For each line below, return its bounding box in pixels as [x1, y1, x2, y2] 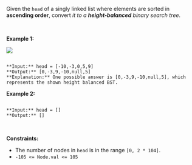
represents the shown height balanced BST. [6, 79, 118, 86]
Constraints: [6, 135, 39, 142]
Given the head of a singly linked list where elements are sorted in [6, 5, 170, 12]
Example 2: [6, 90, 35, 97]
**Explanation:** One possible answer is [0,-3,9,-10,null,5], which [6, 74, 187, 80]
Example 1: [6, 35, 35, 42]
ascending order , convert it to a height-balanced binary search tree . [6, 12, 181, 19]
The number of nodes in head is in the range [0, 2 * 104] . [15, 147, 161, 153]
